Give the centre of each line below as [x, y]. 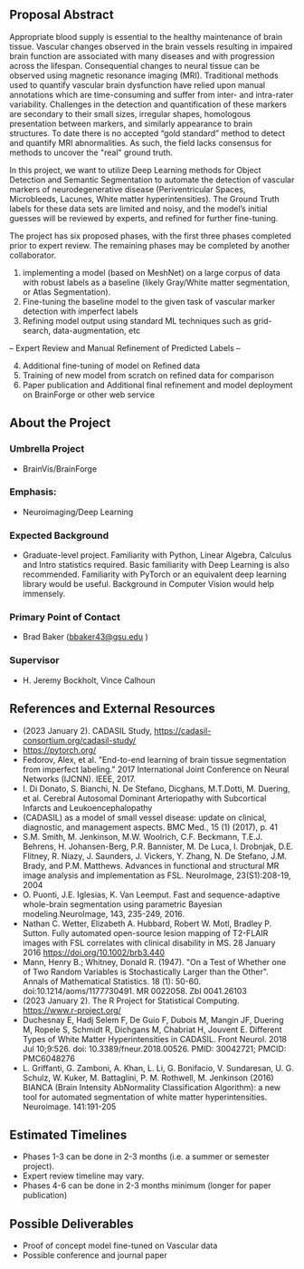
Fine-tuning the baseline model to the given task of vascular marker [149, 301]
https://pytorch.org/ [59, 750]
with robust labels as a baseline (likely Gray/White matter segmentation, [156, 282]
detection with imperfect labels [80, 311]
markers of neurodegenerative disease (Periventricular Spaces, [128, 189]
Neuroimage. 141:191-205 [69, 1107]
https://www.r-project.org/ [72, 1010]
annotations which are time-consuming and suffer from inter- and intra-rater [152, 94]
